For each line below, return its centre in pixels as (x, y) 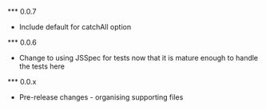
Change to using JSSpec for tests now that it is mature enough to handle (139, 58)
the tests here (42, 66)
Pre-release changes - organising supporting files (101, 97)
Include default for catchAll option (75, 27)
